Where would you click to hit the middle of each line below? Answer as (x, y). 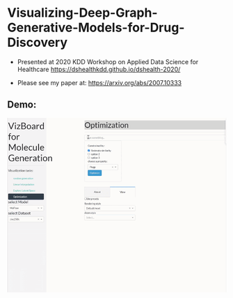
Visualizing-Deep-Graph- (82, 13)
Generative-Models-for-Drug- (96, 28)
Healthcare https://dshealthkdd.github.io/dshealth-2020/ (99, 69)
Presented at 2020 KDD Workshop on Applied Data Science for (108, 61)
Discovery (38, 43)
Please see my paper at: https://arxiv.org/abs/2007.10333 (99, 82)
